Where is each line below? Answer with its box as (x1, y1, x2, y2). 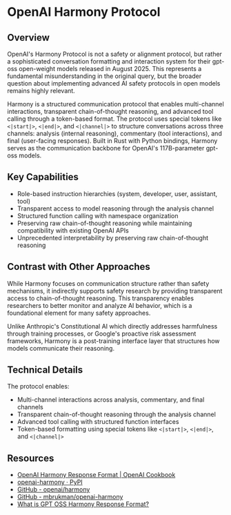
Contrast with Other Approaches (7, 261, 150, 273)
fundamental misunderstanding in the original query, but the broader (7, 72, 202, 80)
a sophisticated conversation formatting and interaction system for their (7, 57, 211, 66)
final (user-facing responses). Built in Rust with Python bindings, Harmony (7, 137, 218, 145)
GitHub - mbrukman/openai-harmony (17, 493, 123, 501)
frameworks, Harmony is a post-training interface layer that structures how (7, 336, 220, 345)
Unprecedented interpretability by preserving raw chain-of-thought (17, 233, 209, 242)
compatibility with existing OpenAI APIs (17, 226, 129, 235)
